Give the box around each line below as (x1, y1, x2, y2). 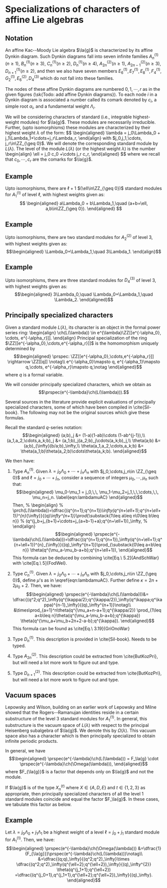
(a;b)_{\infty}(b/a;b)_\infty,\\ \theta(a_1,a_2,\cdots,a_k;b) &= (23, 443, 144, 448)
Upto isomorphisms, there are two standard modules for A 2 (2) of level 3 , (5, 233, 153, 241)
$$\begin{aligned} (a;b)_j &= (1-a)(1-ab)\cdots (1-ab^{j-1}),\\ (22, 432, 146, 438)
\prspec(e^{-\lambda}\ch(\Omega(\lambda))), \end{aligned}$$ (19, 761, 148, 767)
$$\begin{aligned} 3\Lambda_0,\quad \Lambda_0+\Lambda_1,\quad (14, 291, 153, 297)
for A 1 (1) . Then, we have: (5, 836, 55, 844)
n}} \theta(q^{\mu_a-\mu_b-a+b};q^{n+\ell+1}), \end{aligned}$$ (22, 547, 153, 553)
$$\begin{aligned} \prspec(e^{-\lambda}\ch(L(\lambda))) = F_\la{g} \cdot (9, 755, 159, 761)
